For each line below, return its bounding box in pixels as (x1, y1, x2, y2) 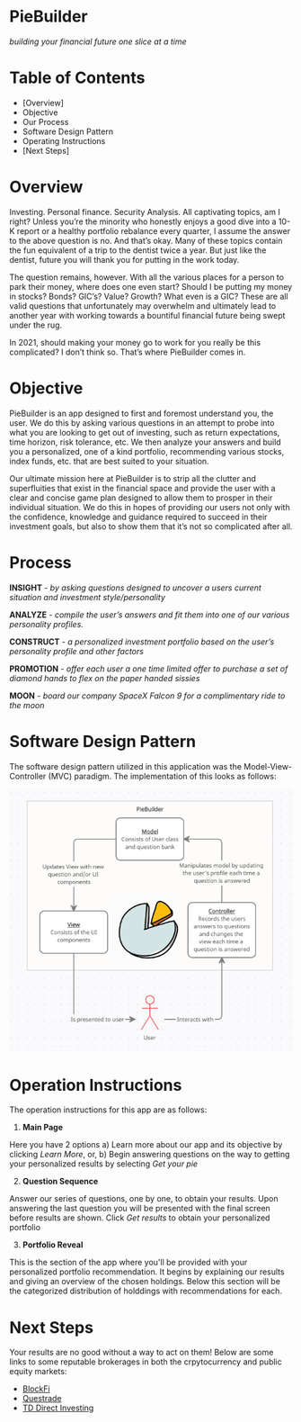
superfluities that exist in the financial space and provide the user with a (9, 482, 276, 493)
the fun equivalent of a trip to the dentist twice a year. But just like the (9, 245, 267, 256)
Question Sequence (22, 1176, 99, 1187)
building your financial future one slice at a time (9, 36, 187, 47)
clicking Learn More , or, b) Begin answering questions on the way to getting (9, 1149, 290, 1160)
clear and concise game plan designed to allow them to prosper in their (9, 492, 273, 503)
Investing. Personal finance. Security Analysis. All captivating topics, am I (9, 206, 280, 217)
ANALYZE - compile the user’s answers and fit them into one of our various (9, 609, 290, 620)
